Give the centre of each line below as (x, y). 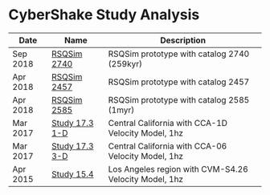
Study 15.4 (72, 174)
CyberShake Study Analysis (104, 15)
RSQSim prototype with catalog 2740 (179, 54)
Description (183, 40)
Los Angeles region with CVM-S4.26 (178, 169)
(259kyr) (125, 63)
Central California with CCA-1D (168, 123)
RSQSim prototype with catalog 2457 (179, 82)
